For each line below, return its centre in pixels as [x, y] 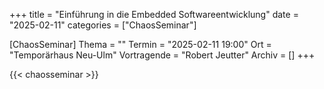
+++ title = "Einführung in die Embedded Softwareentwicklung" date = [154, 14]
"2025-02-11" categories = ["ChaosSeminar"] [103, 25]
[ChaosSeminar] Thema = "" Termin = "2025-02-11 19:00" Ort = [140, 44]
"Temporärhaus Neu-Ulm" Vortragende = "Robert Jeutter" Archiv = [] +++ [162, 55]
